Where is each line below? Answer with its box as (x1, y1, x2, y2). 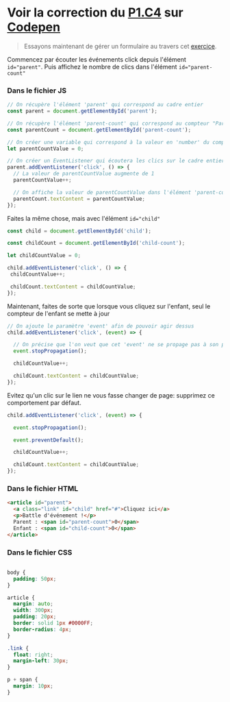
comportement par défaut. (7, 398, 82, 407)
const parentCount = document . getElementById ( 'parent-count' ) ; (7, 126, 192, 133)
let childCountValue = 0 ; (7, 252, 81, 259)
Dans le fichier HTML (7, 484, 79, 494)
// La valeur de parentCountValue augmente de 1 (13, 170, 155, 178)
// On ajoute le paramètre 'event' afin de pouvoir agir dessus (7, 322, 194, 330)
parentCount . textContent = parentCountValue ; (13, 195, 146, 202)
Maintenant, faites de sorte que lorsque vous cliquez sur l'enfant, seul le (7, 302, 211, 310)
